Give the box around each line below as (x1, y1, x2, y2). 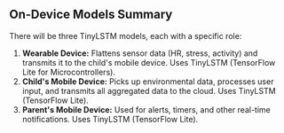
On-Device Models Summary (9, 7, 173, 22)
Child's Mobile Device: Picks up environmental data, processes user (21, 75, 274, 87)
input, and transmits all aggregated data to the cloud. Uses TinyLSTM (21, 85, 277, 96)
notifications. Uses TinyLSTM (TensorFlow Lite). (21, 113, 199, 124)
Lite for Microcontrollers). (21, 66, 115, 77)
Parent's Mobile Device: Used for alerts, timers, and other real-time (21, 104, 271, 114)
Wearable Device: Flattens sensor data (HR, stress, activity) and (21, 48, 258, 59)
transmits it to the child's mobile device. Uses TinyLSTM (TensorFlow (21, 57, 276, 67)
